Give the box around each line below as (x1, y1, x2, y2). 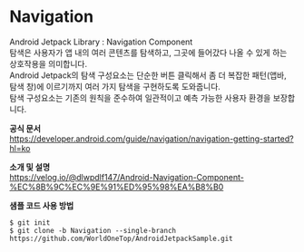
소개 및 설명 (9, 161, 51, 172)
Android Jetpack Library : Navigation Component (9, 36, 193, 47)
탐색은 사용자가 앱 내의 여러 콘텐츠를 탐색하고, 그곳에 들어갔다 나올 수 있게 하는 (9, 47, 288, 58)
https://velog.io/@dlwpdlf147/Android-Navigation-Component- (9, 171, 245, 182)
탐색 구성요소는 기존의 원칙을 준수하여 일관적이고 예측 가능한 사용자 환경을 (9, 92, 271, 103)
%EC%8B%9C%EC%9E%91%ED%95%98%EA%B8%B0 (9, 181, 224, 192)
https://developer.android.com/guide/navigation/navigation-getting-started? (9, 133, 294, 144)
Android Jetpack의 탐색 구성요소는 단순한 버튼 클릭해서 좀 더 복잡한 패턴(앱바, (9, 70, 288, 81)
